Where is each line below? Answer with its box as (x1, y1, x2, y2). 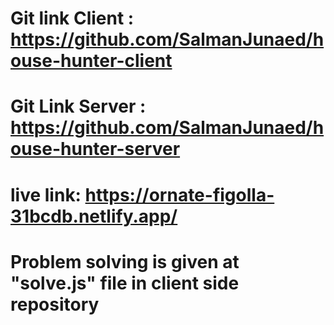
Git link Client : (10, 7, 135, 30)
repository (10, 293, 100, 316)
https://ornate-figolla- (84, 183, 275, 206)
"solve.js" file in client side (10, 272, 240, 294)
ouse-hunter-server (10, 138, 181, 161)
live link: (10, 183, 82, 206)
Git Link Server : (10, 95, 147, 118)
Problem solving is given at (10, 250, 240, 273)
